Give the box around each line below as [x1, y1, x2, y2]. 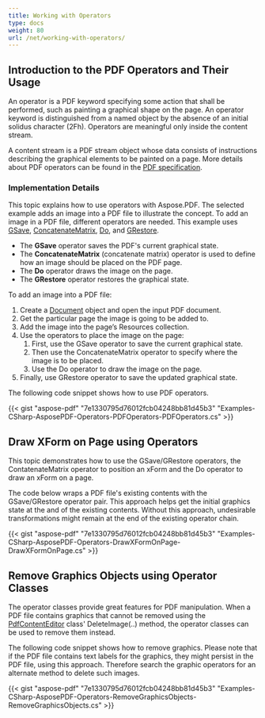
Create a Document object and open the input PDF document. [19, 305, 221, 315]
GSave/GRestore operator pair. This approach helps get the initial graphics [8, 497, 251, 506]
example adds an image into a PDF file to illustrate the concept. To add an [8, 209, 248, 218]
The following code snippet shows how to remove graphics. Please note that [8, 643, 258, 652]
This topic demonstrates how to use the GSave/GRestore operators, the [8, 456, 241, 466]
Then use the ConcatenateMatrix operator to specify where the [31, 347, 238, 357]
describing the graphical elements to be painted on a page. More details [8, 154, 244, 163]
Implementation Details [8, 182, 100, 193]
